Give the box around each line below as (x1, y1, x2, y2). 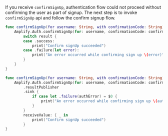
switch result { (23, 33, 57, 39)
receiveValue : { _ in (23, 112, 68, 117)
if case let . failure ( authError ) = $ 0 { (31, 94, 117, 99)
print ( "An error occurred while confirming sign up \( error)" (31, 52, 164, 57)
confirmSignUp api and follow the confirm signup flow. (5, 15, 116, 20)
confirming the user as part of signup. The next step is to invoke (5, 9, 137, 15)
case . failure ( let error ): (23, 47, 79, 53)
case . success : (23, 38, 55, 43)
